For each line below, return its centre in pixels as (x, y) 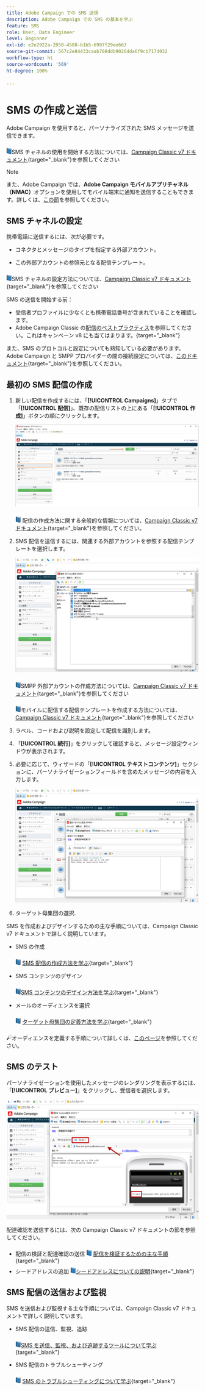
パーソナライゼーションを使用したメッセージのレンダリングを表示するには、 (103, 1082)
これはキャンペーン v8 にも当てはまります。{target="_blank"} (103, 335)
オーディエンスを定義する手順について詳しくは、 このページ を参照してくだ (105, 1038)
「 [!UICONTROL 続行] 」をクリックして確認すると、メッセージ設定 (99, 743)
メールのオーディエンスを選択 (52, 1005)
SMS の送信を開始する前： (40, 299)
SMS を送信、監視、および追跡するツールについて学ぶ (88, 1345)
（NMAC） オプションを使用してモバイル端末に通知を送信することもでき (97, 192)
